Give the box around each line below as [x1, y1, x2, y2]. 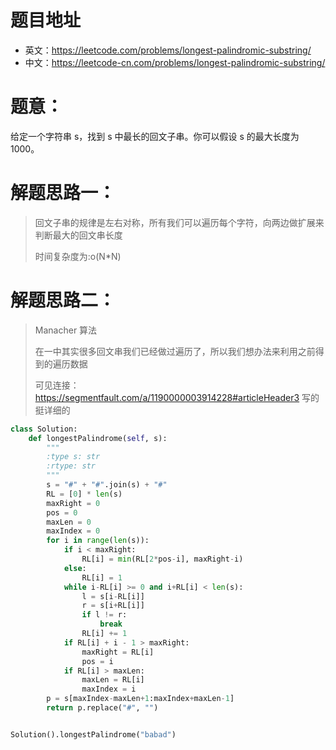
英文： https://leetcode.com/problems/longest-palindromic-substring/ [24, 44, 312, 56]
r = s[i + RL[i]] [81, 601, 145, 611]
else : [63, 563, 87, 573]
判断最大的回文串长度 [34, 229, 123, 241]
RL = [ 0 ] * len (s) [46, 489, 123, 499]
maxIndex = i [81, 684, 137, 695]
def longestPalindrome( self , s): [28, 433, 168, 443]
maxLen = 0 [46, 517, 92, 527]
